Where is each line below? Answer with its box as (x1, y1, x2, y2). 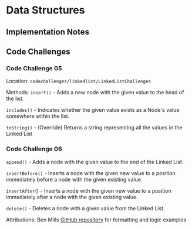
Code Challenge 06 (6, 145, 63, 153)
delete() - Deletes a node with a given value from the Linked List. (6, 204, 165, 211)
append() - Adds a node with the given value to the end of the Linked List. (6, 158, 184, 165)
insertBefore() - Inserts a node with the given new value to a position (6, 169, 176, 176)
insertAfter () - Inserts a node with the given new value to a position (6, 187, 171, 194)
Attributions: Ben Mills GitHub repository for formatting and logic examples (6, 216, 187, 223)
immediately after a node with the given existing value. (6, 193, 138, 200)
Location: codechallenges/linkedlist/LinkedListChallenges (6, 77, 151, 85)
